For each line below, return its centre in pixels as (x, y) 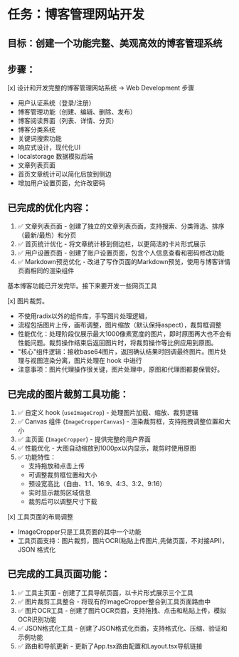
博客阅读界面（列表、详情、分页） (68, 121)
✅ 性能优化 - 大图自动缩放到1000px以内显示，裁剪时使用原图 (107, 448)
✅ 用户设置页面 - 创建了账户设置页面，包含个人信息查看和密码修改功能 (121, 253)
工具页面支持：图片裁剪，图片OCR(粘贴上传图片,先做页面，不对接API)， (123, 541)
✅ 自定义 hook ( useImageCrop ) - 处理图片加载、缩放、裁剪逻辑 (108, 413)
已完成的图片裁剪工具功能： (68, 394)
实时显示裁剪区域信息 (59, 493)
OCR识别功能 (37, 619)
